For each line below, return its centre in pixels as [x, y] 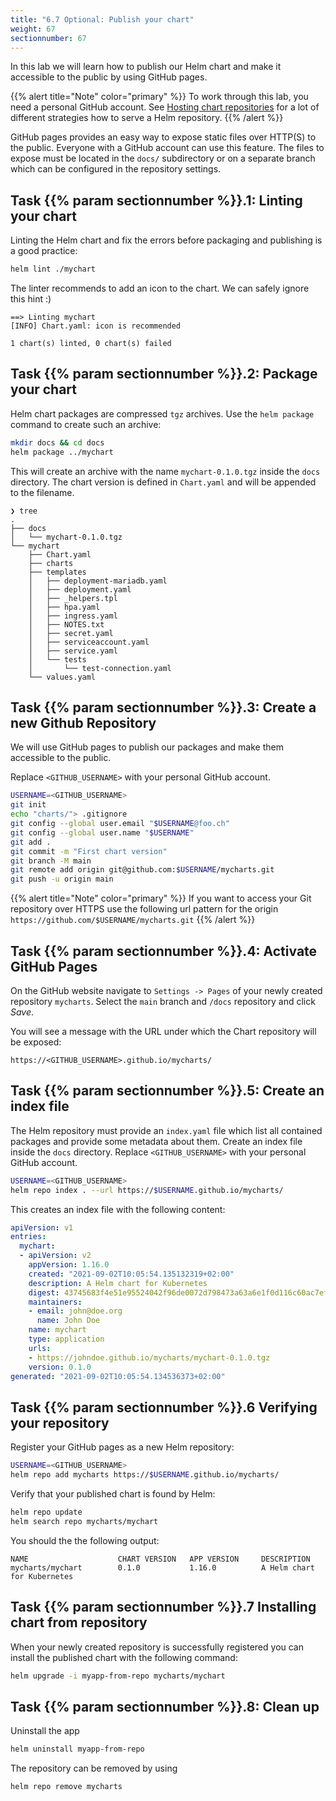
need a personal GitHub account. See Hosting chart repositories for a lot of [165, 107]
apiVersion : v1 [42, 1227]
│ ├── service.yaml [73, 651]
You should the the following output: [85, 1540]
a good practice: [44, 251]
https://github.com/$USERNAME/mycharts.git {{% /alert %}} [133, 920]
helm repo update [46, 1512]
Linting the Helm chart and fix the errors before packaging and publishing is [166, 240]
